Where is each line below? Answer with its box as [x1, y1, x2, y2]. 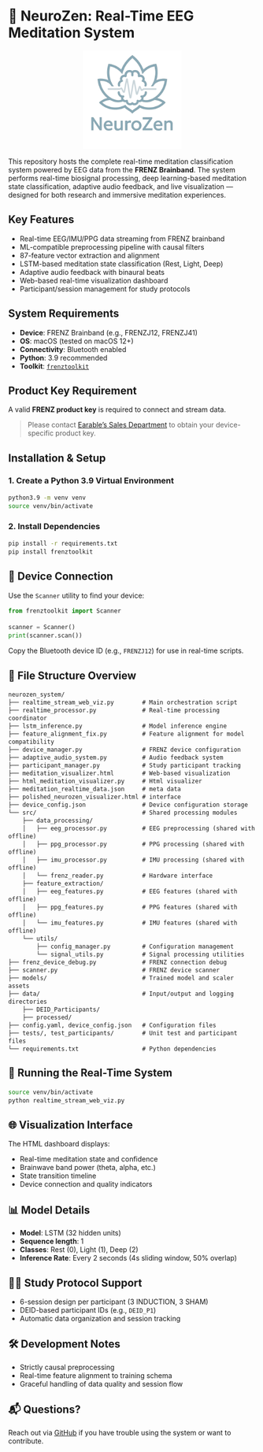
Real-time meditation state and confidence [19, 1154, 158, 1164]
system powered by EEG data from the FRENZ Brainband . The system [8, 165, 236, 174]
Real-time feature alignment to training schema [19, 1370, 172, 1380]
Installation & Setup [8, 451, 106, 465]
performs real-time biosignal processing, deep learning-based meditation [8, 173, 246, 183]
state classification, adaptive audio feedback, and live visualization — [8, 181, 234, 191]
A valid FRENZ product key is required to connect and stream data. [8, 405, 227, 414]
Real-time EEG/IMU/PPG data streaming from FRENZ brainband [19, 234, 225, 243]
